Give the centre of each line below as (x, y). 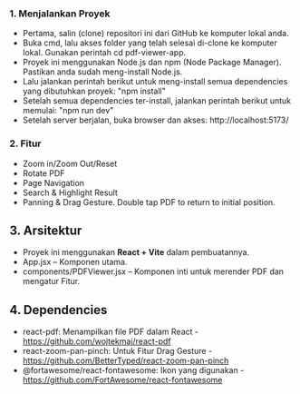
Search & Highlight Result (70, 192)
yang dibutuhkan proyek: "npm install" (94, 91)
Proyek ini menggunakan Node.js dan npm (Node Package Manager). (152, 63)
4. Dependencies (58, 310)
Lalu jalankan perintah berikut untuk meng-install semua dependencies (155, 82)
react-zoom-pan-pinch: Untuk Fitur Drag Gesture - (117, 351)
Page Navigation (53, 182)
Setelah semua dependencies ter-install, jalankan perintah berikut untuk (157, 101)
